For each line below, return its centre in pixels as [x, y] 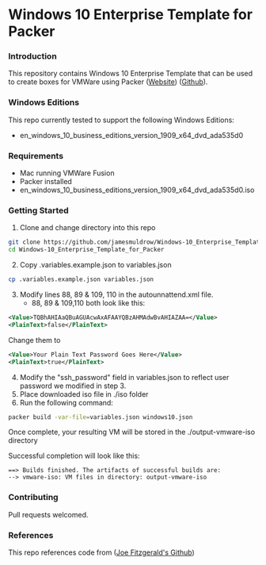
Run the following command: [66, 402]
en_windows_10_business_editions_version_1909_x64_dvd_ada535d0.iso [137, 190]
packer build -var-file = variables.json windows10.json [101, 417]
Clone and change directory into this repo [87, 228]
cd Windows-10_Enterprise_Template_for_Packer [86, 250]
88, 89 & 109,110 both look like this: [88, 303]
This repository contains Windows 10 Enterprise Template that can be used [131, 74]
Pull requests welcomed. [48, 514]
